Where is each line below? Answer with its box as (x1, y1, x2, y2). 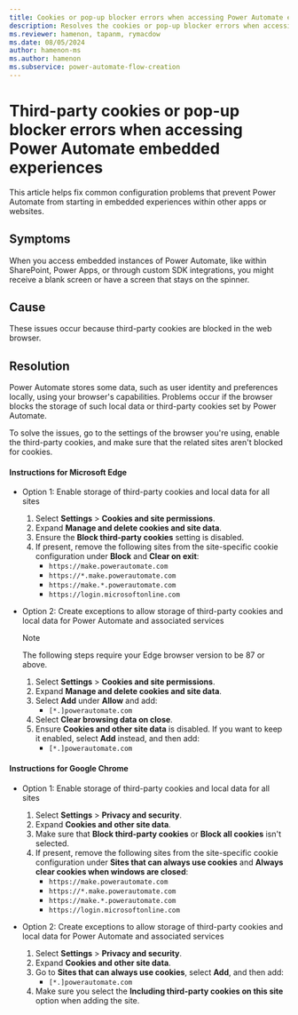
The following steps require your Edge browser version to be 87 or (21, 650, 265, 660)
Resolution (9, 358, 70, 373)
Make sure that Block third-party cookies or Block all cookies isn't (35, 828, 282, 839)
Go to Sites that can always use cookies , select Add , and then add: (35, 966, 284, 978)
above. (21, 659, 48, 670)
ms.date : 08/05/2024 (9, 37, 86, 47)
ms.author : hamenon (9, 54, 82, 63)
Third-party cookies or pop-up (9, 101, 240, 121)
